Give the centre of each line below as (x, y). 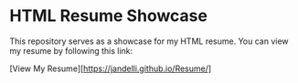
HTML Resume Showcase (109, 16)
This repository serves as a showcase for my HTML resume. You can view (149, 41)
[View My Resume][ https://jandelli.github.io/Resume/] (111, 68)
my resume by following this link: (71, 50)
